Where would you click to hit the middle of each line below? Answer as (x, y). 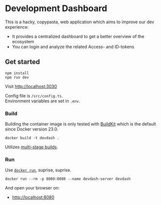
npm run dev (17, 77)
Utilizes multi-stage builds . (31, 147)
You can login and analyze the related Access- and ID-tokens (73, 47)
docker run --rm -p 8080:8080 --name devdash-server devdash (68, 179)
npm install (17, 73)
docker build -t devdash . (32, 138)
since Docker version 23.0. (32, 129)
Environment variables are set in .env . (43, 101)
